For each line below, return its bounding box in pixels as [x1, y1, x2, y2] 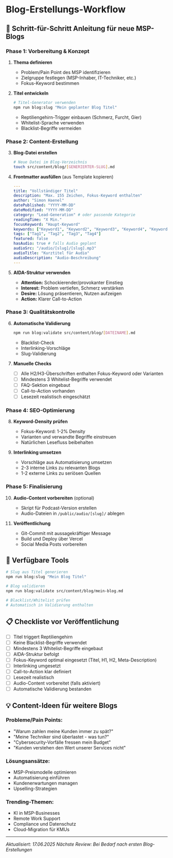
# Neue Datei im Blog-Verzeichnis [13, 159, 87, 165]
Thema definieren [13, 59, 53, 65]
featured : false [13, 236, 48, 241]
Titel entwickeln [13, 90, 49, 96]
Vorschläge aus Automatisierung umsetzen [21, 459, 112, 466]
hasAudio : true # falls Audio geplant [13, 241, 97, 246]
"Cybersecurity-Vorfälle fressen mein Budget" [13, 739, 111, 745]
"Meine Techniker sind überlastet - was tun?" [13, 734, 109, 740]
